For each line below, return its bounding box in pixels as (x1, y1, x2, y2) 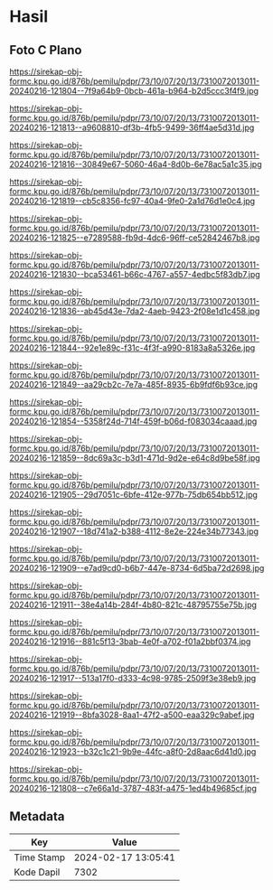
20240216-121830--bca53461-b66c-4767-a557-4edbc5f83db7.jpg (9, 269, 260, 279)
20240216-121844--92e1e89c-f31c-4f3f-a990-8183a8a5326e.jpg (9, 342, 256, 353)
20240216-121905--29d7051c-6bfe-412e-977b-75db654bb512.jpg (9, 490, 258, 500)
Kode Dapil (14, 866, 61, 878)
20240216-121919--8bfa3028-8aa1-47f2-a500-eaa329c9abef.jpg (9, 709, 255, 720)
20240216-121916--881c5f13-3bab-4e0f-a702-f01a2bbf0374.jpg (9, 636, 251, 647)
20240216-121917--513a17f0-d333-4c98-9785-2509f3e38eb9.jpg (9, 673, 257, 683)
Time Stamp (14, 851, 66, 864)
